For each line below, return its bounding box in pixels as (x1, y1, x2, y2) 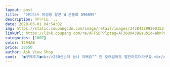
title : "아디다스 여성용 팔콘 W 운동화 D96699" (5, 12, 97, 17)
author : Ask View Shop (5, 49, 53, 54)
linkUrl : (5, 31, 24, 36)
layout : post (5, 7, 33, 13)
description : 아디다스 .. (5, 17, 58, 22)
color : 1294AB (5, 40, 35, 45)
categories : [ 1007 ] (5, 36, 47, 41)
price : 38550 (5, 45, 33, 50)
